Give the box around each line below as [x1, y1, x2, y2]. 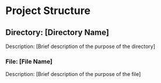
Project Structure [5, 4, 91, 18]
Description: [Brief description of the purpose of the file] [5, 71, 141, 78]
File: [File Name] [5, 57, 53, 65]
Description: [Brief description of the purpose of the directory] [5, 43, 156, 50]
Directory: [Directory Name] [5, 27, 109, 37]
